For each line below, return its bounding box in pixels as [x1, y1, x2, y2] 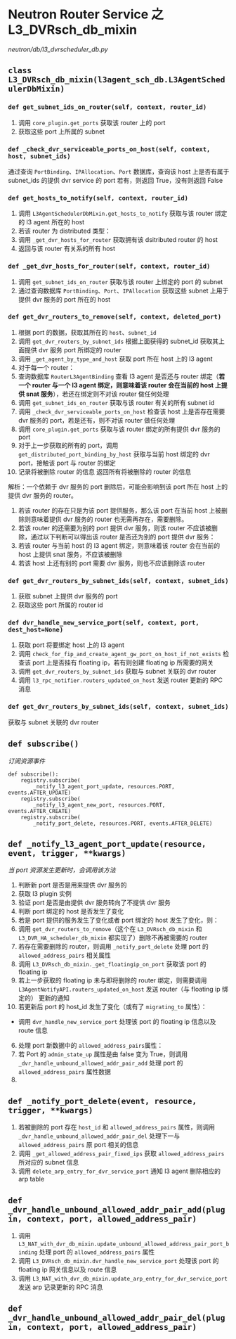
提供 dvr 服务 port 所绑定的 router [24, 345, 122, 354]
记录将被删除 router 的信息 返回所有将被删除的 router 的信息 [18, 467, 192, 475]
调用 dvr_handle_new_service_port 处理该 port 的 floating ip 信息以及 [18, 1018, 216, 1026]
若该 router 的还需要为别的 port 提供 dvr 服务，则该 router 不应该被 [18, 523, 212, 532]
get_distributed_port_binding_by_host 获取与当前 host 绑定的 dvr [18, 449, 210, 458]
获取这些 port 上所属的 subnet [18, 127, 105, 136]
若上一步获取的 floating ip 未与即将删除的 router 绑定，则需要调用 [18, 976, 207, 985]
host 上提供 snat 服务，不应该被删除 [18, 550, 123, 558]
